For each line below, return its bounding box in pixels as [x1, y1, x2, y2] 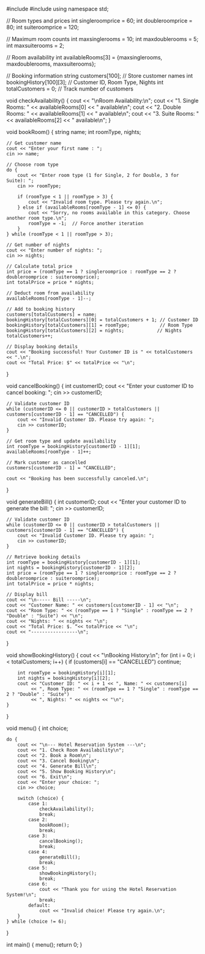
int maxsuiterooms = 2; [6, 42, 64, 49]
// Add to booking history [6, 306, 75, 312]
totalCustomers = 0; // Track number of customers [6, 85, 133, 92]
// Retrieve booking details [6, 554, 81, 560]
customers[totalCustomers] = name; [6, 311, 97, 318]
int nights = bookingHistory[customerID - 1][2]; [6, 565, 136, 571]
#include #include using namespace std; [6, 6, 109, 12]
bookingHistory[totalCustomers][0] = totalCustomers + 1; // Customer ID [6, 317, 199, 323]
